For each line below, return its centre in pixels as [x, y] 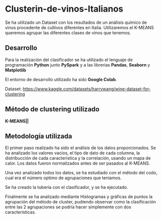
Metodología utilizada [39, 136]
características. [21, 212]
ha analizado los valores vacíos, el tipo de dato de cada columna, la [73, 153]
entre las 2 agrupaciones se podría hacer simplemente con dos [68, 207]
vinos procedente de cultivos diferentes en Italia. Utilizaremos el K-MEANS [80, 27]
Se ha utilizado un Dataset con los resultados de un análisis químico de [76, 22]
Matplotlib [16, 70]
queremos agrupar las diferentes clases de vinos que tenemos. [68, 33]
